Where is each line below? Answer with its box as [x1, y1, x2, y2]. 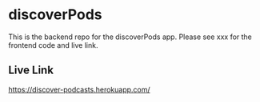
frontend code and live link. [8, 40, 98, 49]
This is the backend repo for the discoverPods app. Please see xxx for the [8, 32, 252, 41]
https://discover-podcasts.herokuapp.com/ [8, 84, 150, 94]
